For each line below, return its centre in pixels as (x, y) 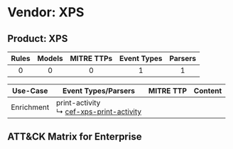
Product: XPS (38, 39)
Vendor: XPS (46, 12)
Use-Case (30, 91)
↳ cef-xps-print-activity (99, 112)
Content (208, 91)
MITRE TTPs (91, 59)
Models (50, 59)
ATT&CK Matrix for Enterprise (75, 137)
